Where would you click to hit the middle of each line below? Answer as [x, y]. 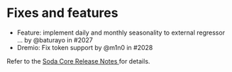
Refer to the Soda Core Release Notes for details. [78, 61]
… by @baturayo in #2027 [55, 40]
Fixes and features [62, 13]
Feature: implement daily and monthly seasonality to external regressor [121, 32]
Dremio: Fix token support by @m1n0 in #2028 [85, 47]
